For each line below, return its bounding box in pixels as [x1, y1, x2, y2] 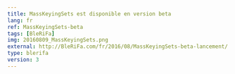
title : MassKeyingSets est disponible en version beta [7, 10, 172, 18]
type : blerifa [7, 50, 49, 57]
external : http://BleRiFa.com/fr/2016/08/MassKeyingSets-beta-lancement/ [7, 43, 229, 50]
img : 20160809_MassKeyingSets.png [7, 37, 109, 44]
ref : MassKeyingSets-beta [7, 23, 83, 30]
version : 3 [7, 56, 39, 63]
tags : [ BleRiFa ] [7, 30, 55, 37]
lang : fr [7, 17, 33, 24]
